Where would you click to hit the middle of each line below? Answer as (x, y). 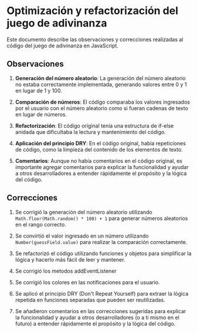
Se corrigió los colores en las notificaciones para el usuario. (87, 282)
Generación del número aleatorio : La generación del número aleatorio (101, 78)
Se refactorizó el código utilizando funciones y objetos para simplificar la (103, 253)
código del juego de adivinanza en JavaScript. (63, 46)
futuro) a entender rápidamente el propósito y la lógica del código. (95, 324)
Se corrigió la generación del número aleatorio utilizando (84, 212)
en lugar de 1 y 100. (38, 90)
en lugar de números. (41, 114)
